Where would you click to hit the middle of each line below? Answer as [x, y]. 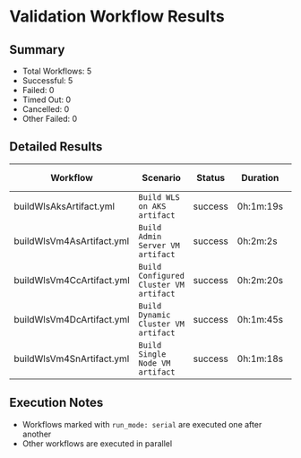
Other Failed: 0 [50, 119]
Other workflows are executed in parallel [97, 443]
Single [152, 354]
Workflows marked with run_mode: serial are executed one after [142, 424]
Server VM [159, 245]
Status [211, 177]
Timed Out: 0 [47, 99]
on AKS [152, 206]
